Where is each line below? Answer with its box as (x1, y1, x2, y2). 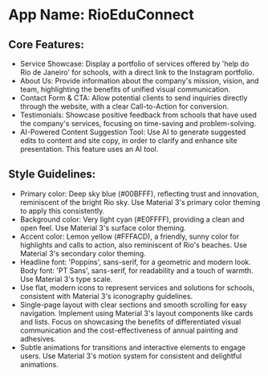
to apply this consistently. (19, 206, 105, 215)
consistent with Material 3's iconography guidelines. (19, 291, 193, 300)
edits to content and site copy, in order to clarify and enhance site (19, 136, 238, 145)
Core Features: (8, 38, 84, 51)
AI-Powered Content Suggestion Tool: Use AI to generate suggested (19, 127, 246, 137)
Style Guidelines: (8, 167, 96, 182)
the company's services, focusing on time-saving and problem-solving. (19, 119, 257, 128)
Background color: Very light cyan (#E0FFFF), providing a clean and (19, 215, 245, 224)
